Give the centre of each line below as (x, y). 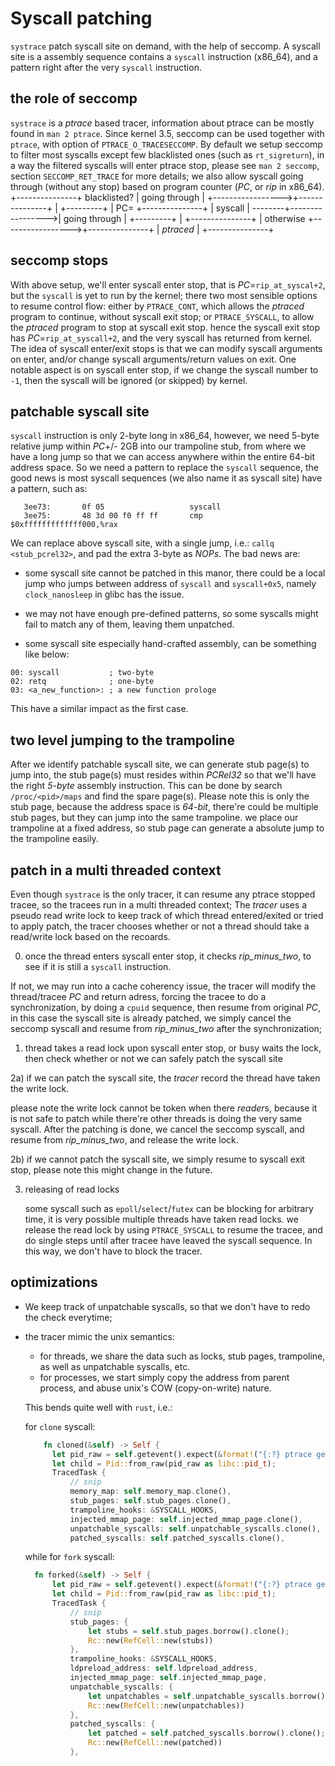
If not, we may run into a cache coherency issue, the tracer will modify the (163, 986)
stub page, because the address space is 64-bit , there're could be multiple (164, 807)
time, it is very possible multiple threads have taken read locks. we (161, 1219)
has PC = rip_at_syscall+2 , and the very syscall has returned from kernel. (161, 338)
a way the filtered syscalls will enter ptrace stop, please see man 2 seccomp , (165, 165)
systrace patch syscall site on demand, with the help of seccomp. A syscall (165, 46)
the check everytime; (68, 1317)
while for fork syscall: (69, 1557)
